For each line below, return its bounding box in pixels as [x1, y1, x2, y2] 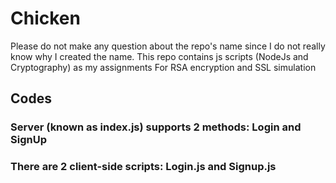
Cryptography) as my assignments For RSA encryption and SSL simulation [10, 61, 317, 73]
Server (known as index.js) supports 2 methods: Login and [10, 120, 302, 134]
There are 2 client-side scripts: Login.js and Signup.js [10, 160, 277, 174]
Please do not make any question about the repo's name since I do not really [10, 40, 326, 52]
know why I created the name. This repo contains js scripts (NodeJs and [10, 50, 309, 62]
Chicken [10, 7, 81, 30]
